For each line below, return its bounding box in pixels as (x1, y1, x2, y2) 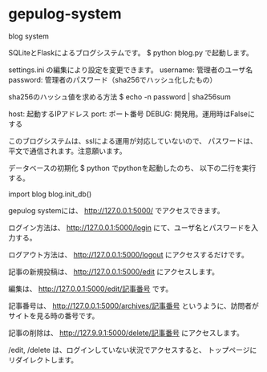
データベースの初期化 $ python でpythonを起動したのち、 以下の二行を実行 (8, 163, 257, 172)
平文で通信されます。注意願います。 (8, 146, 127, 156)
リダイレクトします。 (8, 354, 79, 365)
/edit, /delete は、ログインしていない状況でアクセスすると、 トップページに (8, 345, 257, 354)
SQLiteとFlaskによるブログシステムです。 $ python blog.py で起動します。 (8, 47, 254, 57)
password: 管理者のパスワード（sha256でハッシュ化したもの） (8, 75, 217, 84)
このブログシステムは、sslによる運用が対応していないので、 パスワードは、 (8, 135, 258, 145)
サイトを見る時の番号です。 (8, 310, 99, 321)
